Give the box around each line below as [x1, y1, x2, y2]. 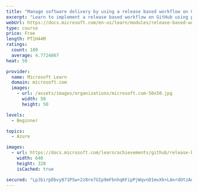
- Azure [11, 134, 31, 140]
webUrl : [6, 19, 25, 25]
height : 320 [16, 160, 46, 167]
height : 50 [21, 101, 49, 107]
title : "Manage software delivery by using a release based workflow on [6, 8, 189, 15]
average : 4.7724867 [11, 52, 60, 58]
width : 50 [21, 96, 46, 102]
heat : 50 [6, 58, 28, 64]
